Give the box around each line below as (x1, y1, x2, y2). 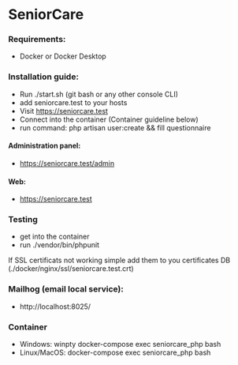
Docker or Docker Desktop (19, 51, 106, 61)
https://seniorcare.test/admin (19, 158, 115, 167)
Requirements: (8, 34, 66, 45)
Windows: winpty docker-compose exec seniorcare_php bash (19, 340, 221, 349)
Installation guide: (8, 71, 79, 82)
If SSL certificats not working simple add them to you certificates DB (8, 255, 231, 265)
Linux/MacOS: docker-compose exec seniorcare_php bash (19, 348, 211, 357)
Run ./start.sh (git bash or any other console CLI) (19, 89, 179, 99)
